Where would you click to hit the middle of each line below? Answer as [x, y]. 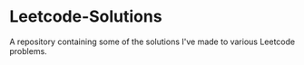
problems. [28, 51]
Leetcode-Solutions [86, 17]
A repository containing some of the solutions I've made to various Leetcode [152, 42]
